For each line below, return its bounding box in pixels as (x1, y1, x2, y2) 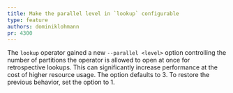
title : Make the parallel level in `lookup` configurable (7, 10, 179, 17)
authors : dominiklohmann (7, 23, 80, 30)
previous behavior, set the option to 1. (7, 78, 115, 87)
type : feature (7, 17, 49, 24)
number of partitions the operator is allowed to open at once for (7, 56, 190, 65)
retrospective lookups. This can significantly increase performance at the (7, 63, 218, 71)
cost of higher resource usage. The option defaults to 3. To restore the (7, 71, 210, 79)
